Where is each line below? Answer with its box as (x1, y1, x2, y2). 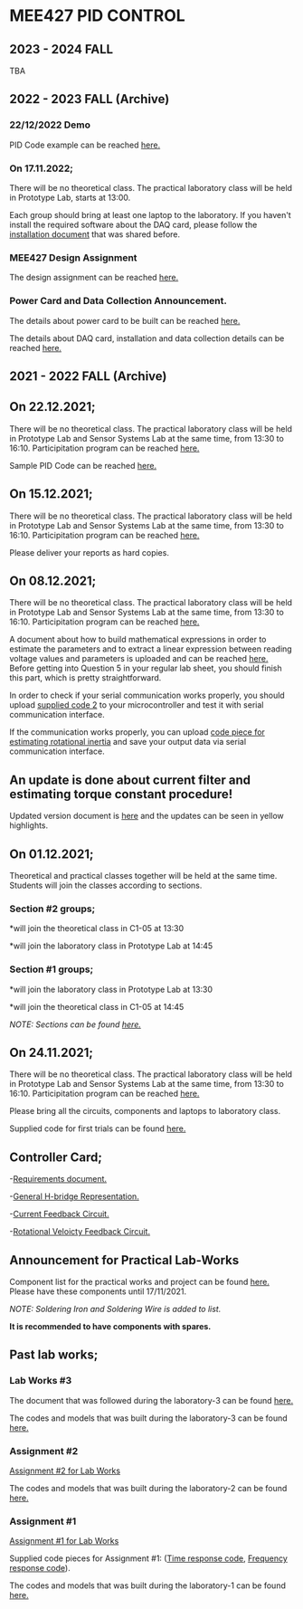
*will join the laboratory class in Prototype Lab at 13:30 (9, 984, 213, 995)
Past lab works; (9, 1347, 99, 1363)
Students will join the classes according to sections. (9, 880, 203, 891)
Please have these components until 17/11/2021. (9, 1286, 187, 1297)
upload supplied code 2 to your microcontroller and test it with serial (9, 700, 264, 710)
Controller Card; (9, 1149, 102, 1165)
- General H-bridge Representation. (9, 1191, 140, 1202)
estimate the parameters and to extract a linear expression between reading (9, 643, 292, 654)
